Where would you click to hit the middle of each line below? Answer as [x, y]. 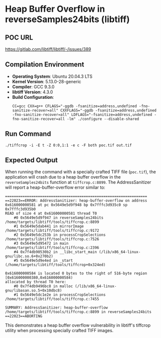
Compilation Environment [45, 65]
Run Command [28, 134]
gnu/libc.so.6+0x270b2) [29, 256]
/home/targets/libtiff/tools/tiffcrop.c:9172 [52, 231]
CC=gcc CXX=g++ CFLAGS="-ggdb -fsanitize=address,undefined [74, 106]
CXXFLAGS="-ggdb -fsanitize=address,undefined [109, 110]
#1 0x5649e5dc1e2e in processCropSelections [60, 295]
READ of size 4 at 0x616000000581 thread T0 [51, 214]
